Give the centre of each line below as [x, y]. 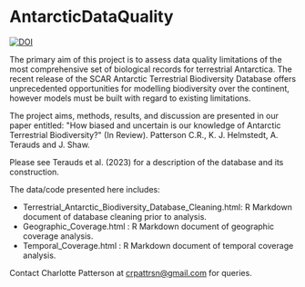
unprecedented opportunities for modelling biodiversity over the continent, [149, 88]
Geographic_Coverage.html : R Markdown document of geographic [148, 226]
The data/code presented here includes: [85, 189]
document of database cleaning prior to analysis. [115, 216]
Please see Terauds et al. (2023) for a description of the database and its [147, 162]
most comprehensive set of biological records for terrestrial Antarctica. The [151, 69]
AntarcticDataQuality [91, 17]
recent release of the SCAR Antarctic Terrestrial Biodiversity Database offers [153, 78]
